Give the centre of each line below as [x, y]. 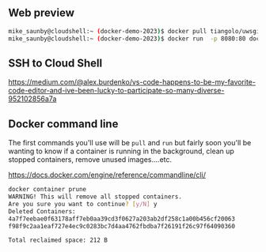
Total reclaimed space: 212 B [58, 240]
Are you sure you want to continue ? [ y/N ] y [83, 204]
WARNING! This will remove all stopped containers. [95, 197]
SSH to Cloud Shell [55, 63]
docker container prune [47, 190]
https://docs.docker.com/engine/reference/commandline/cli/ [107, 175]
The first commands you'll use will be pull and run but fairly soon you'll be [130, 143]
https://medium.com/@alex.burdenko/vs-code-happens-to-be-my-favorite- [132, 82]
